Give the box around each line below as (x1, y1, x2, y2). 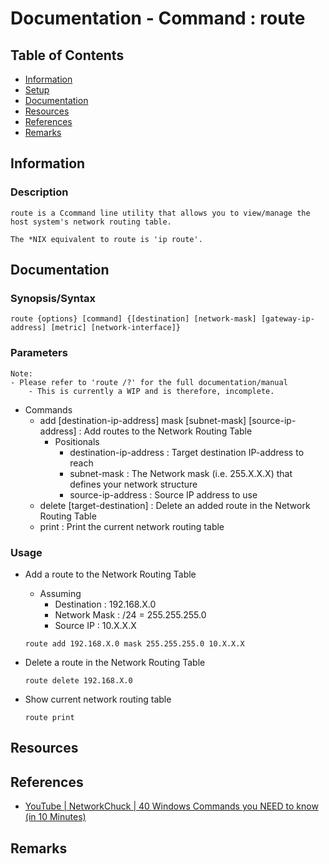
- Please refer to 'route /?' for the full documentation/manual (10, 377, 288, 387)
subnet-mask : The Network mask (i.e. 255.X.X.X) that (69, 467, 293, 479)
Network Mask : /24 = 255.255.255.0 (54, 608, 207, 621)
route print (24, 712, 75, 722)
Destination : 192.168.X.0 (54, 598, 157, 610)
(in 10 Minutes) (24, 811, 87, 823)
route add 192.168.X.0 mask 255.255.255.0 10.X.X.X (24, 638, 245, 649)
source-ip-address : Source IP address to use (69, 488, 258, 501)
